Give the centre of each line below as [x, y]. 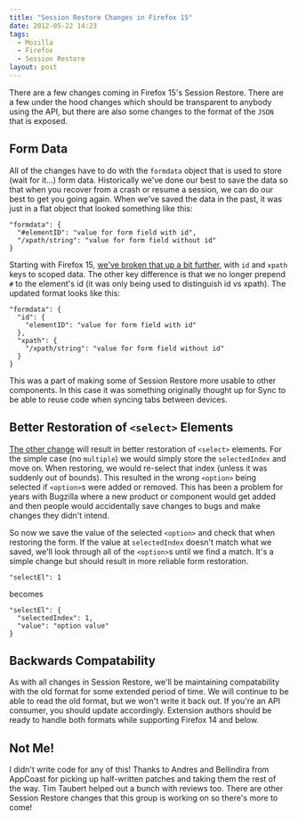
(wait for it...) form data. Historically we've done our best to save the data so [149, 180]
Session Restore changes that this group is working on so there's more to [144, 798]
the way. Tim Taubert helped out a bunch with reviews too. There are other [146, 789]
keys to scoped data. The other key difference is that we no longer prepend [148, 274]
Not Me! [32, 748]
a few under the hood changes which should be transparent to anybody [141, 102]
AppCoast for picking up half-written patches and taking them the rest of [143, 779]
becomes [26, 594]
